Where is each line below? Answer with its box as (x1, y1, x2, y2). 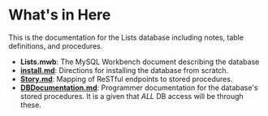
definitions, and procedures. (8, 41, 103, 50)
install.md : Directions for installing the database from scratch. (19, 65, 229, 75)
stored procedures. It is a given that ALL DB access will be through (19, 91, 244, 101)
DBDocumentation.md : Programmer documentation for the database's (19, 83, 258, 92)
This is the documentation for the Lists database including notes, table (8, 32, 244, 42)
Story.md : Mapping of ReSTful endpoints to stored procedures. (19, 74, 233, 84)
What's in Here (8, 6, 111, 24)
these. (19, 100, 42, 110)
